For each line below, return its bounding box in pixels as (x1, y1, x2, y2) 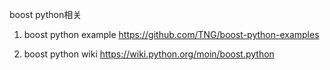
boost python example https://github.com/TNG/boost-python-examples (23, 29, 320, 40)
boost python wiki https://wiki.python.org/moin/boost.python (23, 48, 275, 60)
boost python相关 (9, 9, 82, 20)
